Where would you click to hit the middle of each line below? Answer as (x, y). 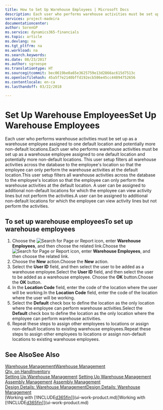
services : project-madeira (32, 19)
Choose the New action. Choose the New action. (60, 262)
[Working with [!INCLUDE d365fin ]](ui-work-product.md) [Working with (75, 397)
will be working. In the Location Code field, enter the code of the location (85, 293)
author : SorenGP (21, 28)
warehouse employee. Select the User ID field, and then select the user (83, 272)
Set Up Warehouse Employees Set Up (81, 115)
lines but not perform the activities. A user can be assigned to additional (76, 196)
